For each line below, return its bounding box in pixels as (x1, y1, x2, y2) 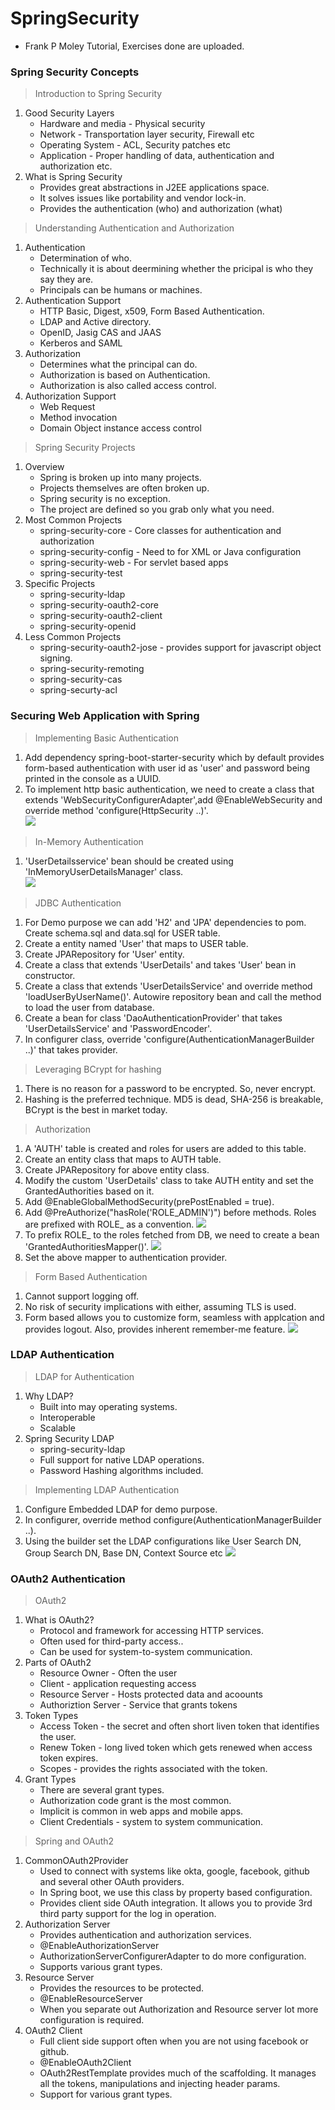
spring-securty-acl (39, 684, 118, 696)
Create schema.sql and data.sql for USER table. (24, 927, 221, 939)
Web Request (39, 401, 96, 413)
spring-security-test (39, 567, 123, 579)
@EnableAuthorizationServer (39, 1940, 160, 1952)
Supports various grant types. (39, 1961, 163, 1973)
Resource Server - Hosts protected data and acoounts (39, 1688, 263, 1701)
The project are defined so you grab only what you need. (39, 503, 275, 516)
